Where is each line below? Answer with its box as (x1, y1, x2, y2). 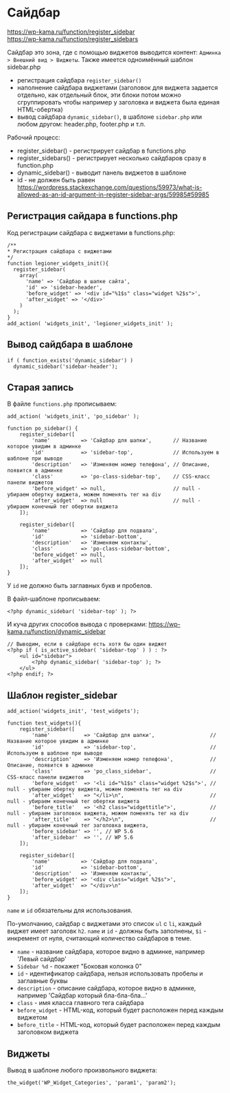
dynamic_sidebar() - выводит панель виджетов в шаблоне (16, 168, 187, 177)
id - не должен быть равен (16, 175, 95, 184)
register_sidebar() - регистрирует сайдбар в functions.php (16, 146, 187, 155)
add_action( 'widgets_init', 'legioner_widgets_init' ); (7, 320, 174, 327)
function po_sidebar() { (7, 425, 78, 432)
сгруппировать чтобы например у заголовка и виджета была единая (16, 98, 220, 106)
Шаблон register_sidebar (7, 689, 118, 701)
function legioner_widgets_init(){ (7, 260, 109, 267)
